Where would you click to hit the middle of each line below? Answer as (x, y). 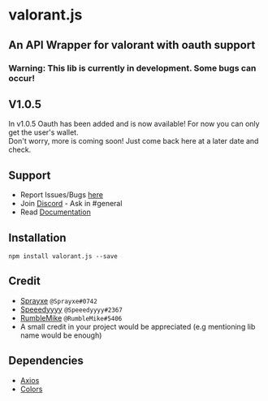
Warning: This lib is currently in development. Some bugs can (132, 68)
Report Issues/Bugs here (62, 195)
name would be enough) (61, 335)
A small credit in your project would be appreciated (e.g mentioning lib (138, 326)
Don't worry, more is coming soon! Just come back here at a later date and (134, 141)
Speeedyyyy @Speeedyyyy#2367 (71, 309)
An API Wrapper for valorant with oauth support (132, 45)
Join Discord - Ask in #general (71, 204)
